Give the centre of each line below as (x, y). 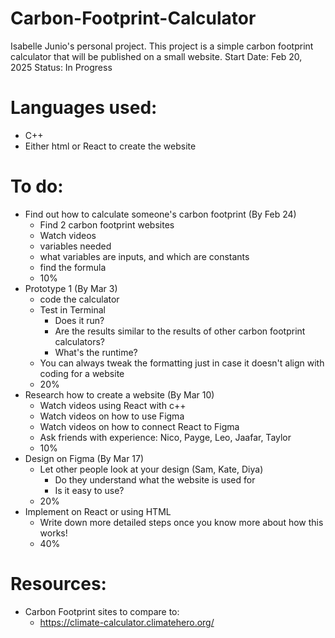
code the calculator (79, 299)
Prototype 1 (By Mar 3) (71, 288)
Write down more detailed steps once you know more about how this (181, 522)
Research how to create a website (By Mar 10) (119, 394)
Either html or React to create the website (110, 146)
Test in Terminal (72, 309)
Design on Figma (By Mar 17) (84, 458)
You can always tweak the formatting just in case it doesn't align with (182, 363)
